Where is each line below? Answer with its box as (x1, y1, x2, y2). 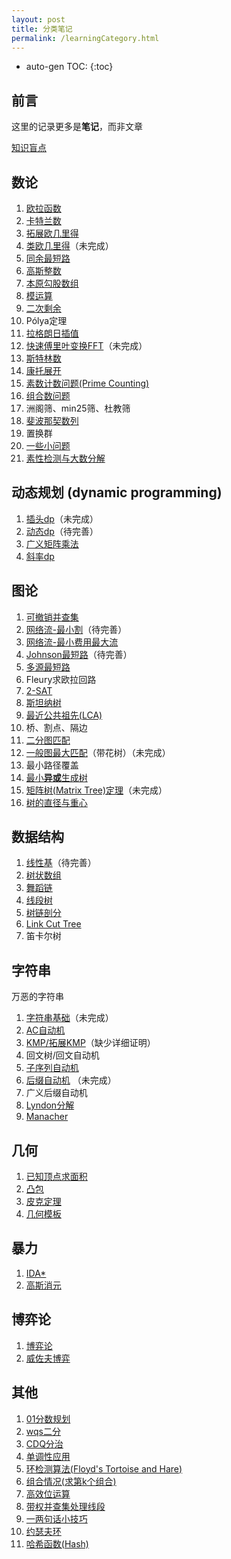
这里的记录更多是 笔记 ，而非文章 (11, 121, 143, 133)
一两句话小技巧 (25, 1512, 88, 1525)
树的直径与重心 (25, 796, 88, 808)
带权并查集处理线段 (25, 1500, 106, 1512)
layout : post (11, 14, 66, 25)
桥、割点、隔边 (25, 721, 88, 733)
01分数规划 (25, 1412, 71, 1425)
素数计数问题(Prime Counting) (25, 377, 150, 389)
